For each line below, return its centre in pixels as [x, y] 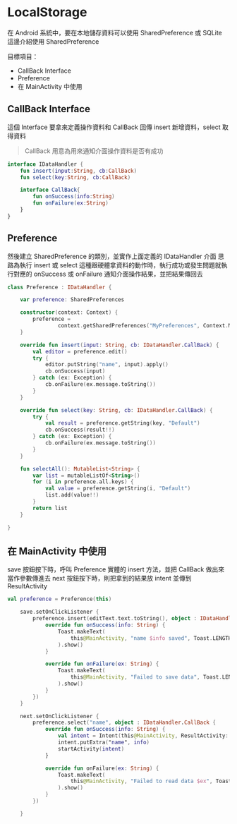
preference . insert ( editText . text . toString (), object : [115, 619]
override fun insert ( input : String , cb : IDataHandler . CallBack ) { [120, 345]
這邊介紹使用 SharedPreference [53, 41]
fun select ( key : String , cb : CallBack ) [75, 177]
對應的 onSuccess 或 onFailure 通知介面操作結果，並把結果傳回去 [108, 274]
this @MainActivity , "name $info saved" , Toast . [141, 638]
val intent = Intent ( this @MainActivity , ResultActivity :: [145, 736]
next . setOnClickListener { [60, 716]
